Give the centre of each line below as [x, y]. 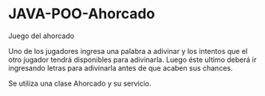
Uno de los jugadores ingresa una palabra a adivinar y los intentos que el [128, 51]
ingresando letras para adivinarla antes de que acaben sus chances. [121, 67]
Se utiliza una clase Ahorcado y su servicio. [80, 83]
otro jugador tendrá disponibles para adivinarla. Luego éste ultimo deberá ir [132, 60]
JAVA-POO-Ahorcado [82, 14]
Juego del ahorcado [41, 36]
